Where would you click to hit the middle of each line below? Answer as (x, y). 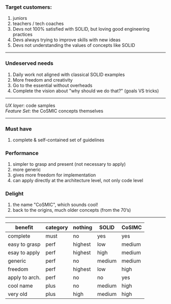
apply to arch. (24, 277)
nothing (83, 227)
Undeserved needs (29, 63)
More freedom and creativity (42, 80)
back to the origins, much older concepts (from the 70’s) (72, 210)
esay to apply (24, 252)
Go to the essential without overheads (52, 85)
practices (23, 35)
